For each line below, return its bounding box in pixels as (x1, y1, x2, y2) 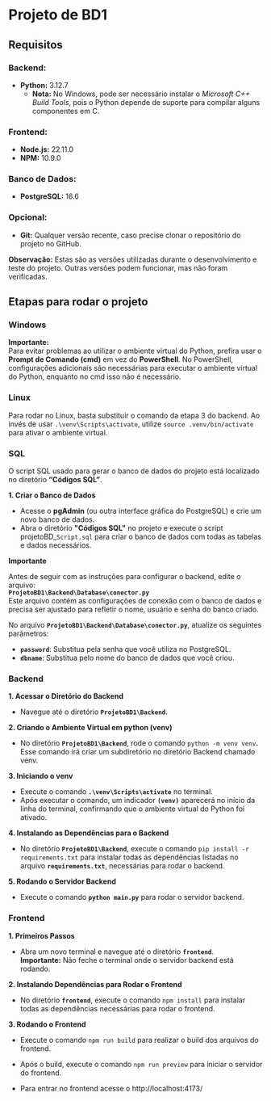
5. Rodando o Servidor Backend (8, 876, 117, 886)
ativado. (19, 813, 48, 822)
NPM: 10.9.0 (19, 153, 62, 163)
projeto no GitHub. (19, 238, 82, 248)
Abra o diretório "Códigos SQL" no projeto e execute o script (19, 523, 223, 533)
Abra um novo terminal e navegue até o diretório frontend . (19, 947, 215, 956)
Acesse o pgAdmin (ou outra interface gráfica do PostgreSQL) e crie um (19, 506, 262, 516)
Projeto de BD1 (8, 6, 107, 24)
